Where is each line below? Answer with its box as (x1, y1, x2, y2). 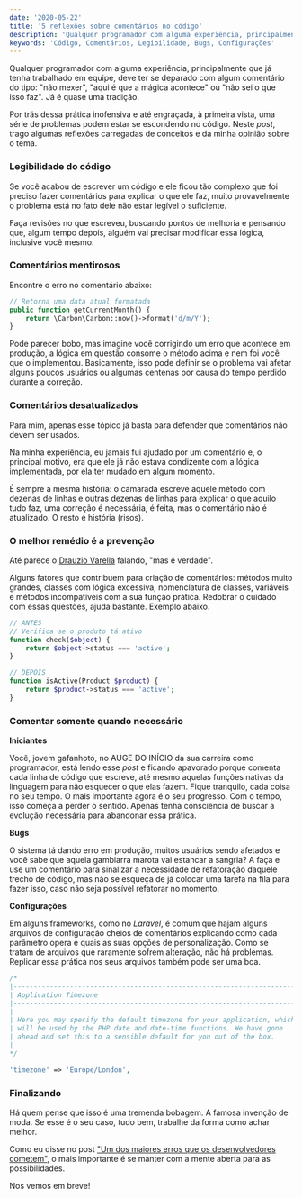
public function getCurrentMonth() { (9, 305, 151, 314)
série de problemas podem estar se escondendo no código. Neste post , (9, 119, 276, 130)
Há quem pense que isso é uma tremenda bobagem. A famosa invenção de (9, 1107, 289, 1118)
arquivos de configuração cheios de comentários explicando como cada (9, 928, 278, 939)
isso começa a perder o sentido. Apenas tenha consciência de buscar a (9, 801, 275, 812)
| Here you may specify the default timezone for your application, (9, 1015, 271, 1025)
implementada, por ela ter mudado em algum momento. (9, 466, 216, 476)
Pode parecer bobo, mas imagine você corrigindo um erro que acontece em (9, 339, 291, 349)
